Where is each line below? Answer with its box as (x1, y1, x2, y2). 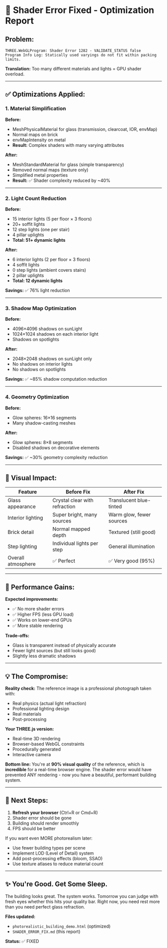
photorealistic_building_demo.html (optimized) (12, 923, 111, 929)
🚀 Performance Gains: (5, 583, 75, 591)
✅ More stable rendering (12, 623, 63, 629)
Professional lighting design (12, 706, 70, 712)
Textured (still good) (108, 529, 156, 536)
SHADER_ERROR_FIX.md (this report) (12, 929, 81, 935)
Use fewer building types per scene (12, 845, 86, 851)
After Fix (123, 488, 145, 495)
